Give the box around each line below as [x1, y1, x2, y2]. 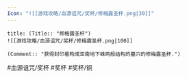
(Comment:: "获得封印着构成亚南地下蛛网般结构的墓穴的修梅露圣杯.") [7, 51, 181, 57]
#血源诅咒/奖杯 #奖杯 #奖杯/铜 [7, 63, 92, 72]
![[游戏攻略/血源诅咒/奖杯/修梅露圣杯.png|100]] [7, 37, 133, 44]
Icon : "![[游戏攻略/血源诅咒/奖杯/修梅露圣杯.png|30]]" [7, 10, 155, 17]
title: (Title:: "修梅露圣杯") [7, 30, 91, 37]
